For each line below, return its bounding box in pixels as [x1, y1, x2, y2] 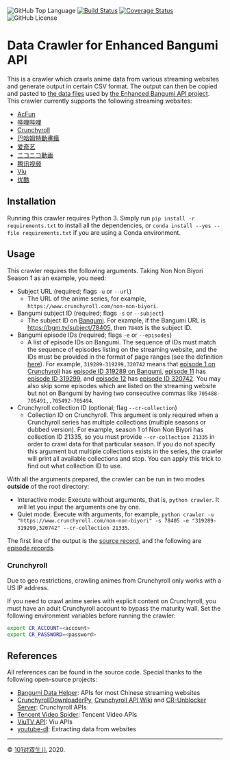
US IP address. [7, 583, 49, 592]
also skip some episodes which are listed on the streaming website [27, 381, 216, 390]
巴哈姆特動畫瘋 [16, 134, 60, 142]
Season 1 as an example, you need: [7, 274, 107, 282]
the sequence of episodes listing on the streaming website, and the [27, 345, 218, 353]
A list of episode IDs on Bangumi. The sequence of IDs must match [27, 338, 216, 346]
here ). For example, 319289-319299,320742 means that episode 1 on [27, 359, 216, 368]
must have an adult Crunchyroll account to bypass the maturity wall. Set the [7, 604, 221, 612]
